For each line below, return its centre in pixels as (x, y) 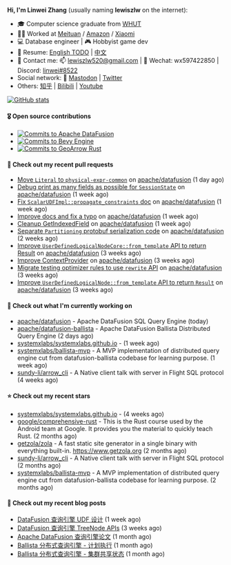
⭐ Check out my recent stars (49, 396)
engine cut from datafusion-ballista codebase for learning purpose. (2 (117, 480)
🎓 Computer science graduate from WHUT (79, 24)
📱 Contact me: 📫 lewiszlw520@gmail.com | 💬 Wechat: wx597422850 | (118, 60)
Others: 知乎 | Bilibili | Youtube (60, 86)
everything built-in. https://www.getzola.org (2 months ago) (102, 450)
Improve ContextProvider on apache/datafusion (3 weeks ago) (106, 260)
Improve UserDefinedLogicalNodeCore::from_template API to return (112, 246)
